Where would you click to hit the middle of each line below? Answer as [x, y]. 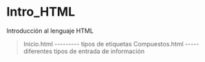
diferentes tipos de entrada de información [84, 51]
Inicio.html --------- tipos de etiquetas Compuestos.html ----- [111, 44]
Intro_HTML [41, 12]
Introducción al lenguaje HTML [50, 31]
